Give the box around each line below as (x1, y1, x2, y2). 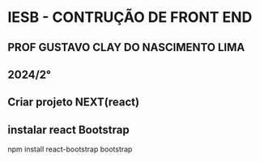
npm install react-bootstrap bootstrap (7, 144, 133, 154)
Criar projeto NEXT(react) (7, 96, 139, 109)
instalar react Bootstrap (7, 122, 130, 137)
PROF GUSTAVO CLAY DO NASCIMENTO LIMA (7, 40, 245, 54)
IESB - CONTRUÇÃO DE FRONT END (7, 8, 253, 27)
